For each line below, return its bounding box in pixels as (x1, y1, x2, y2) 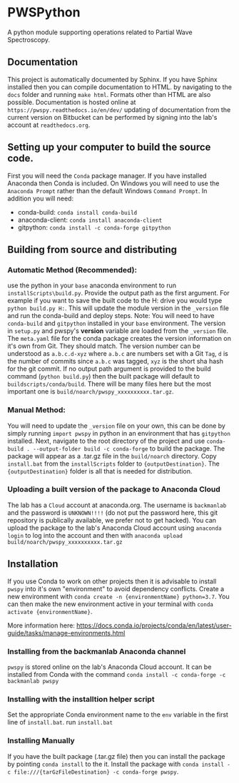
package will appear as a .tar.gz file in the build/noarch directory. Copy (7, 451, 217, 460)
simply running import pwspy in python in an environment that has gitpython (7, 429, 230, 437)
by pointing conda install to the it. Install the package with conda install (7, 759, 225, 768)
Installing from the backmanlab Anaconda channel (7, 646, 186, 656)
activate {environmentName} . (7, 607, 93, 615)
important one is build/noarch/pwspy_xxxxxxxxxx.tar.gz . (7, 387, 174, 396)
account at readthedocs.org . (7, 121, 91, 129)
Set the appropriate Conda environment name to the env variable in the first (7, 710, 228, 719)
